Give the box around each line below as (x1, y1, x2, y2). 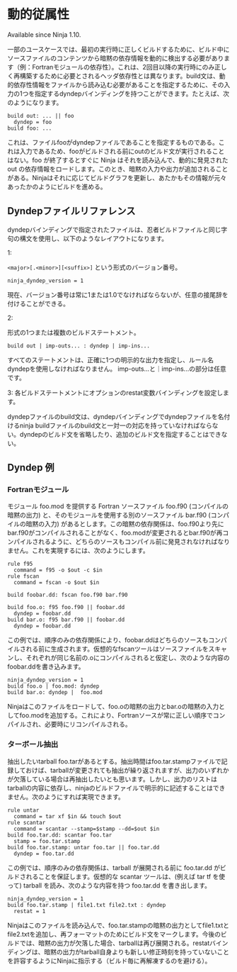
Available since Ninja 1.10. (7, 30, 81, 39)
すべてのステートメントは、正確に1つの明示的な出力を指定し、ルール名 (7, 355, 214, 364)
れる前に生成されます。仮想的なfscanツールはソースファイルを (25, 644, 209, 653)
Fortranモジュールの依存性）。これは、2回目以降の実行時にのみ (31, 62, 215, 71)
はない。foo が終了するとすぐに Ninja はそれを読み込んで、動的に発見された (7, 155, 229, 164)
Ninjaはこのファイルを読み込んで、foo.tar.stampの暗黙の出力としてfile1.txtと (7, 921, 230, 929)
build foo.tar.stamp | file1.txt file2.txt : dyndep (7, 901, 166, 908)
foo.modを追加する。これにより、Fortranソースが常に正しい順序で (19, 711, 214, 720)
